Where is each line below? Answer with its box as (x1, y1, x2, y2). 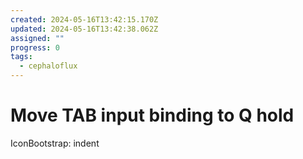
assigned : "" (10, 33, 65, 43)
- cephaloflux (19, 61, 78, 71)
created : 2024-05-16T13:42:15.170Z (10, 14, 159, 25)
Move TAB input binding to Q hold (10, 104, 295, 127)
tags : (10, 52, 33, 62)
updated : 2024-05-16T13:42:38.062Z (10, 24, 159, 34)
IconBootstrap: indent (10, 137, 100, 149)
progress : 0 (10, 42, 60, 53)
